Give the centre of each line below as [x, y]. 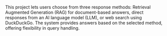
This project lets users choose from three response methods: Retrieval [78, 7]
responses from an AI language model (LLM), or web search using [73, 18]
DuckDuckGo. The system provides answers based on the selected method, [84, 23]
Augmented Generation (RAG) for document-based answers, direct [74, 12]
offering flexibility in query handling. [42, 28]
